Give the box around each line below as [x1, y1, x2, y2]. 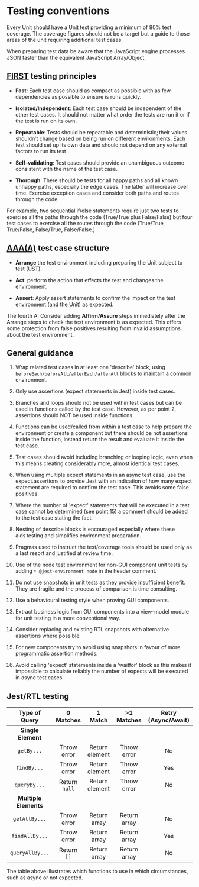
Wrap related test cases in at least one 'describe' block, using [15, 364, 166, 371]
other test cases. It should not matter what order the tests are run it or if [15, 111, 190, 118]
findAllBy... [11, 833, 48, 840]
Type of [18, 709, 41, 717]
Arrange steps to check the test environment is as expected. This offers [6, 318, 181, 325]
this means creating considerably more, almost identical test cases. [15, 460, 180, 467]
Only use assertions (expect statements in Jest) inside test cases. [15, 388, 176, 395]
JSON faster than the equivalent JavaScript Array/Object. [6, 54, 146, 61]
